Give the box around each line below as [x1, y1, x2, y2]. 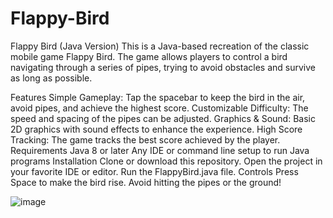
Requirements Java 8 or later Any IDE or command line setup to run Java [10, 144, 310, 156]
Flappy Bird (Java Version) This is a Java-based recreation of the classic [10, 40, 310, 52]
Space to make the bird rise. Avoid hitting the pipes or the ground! [10, 176, 282, 188]
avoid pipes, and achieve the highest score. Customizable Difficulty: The [10, 102, 309, 114]
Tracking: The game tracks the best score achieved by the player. [10, 133, 281, 146]
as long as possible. [10, 72, 93, 84]
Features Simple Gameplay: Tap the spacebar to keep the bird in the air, [10, 91, 306, 103]
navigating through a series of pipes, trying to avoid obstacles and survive [10, 61, 316, 73]
